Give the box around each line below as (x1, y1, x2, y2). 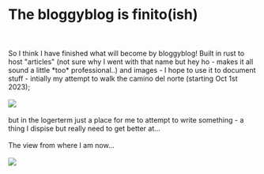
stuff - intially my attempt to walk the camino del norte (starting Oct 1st (8, 74, 239, 83)
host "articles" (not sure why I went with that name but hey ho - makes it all (8, 57, 254, 66)
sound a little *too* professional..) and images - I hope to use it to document (8, 65, 256, 74)
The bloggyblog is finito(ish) (8, 6, 198, 24)
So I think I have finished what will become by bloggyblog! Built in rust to (8, 48, 245, 58)
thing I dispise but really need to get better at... (8, 123, 160, 133)
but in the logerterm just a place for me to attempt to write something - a (8, 115, 244, 124)
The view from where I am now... (8, 140, 115, 149)
